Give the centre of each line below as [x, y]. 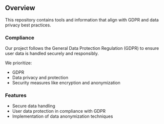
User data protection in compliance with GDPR [59, 111]
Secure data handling [33, 106]
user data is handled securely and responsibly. [52, 54]
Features [16, 96]
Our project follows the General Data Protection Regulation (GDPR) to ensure [82, 48]
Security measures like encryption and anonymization [66, 83]
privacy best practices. [28, 25]
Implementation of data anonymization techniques [62, 116]
